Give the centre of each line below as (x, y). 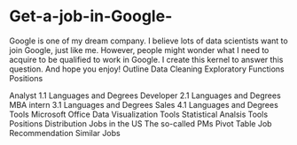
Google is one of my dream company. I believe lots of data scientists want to (148, 41)
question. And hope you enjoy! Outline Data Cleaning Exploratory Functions (147, 69)
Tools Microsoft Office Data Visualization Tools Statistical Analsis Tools (139, 114)
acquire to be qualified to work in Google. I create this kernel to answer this (146, 59)
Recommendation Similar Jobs (65, 133)
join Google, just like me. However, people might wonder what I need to (139, 50)
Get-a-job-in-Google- (91, 16)
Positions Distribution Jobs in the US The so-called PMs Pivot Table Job (141, 123)
